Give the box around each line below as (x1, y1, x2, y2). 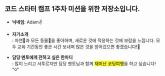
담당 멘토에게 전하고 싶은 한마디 (11, 54, 73, 60)
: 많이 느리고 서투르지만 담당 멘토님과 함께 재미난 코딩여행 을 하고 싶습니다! (11, 60, 156, 66)
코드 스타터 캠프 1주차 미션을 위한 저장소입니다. (4, 4, 140, 13)
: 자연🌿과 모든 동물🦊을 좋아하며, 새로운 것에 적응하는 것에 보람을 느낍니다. (11, 37, 155, 43)
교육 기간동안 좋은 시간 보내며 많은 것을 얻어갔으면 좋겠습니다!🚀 (17, 43, 140, 49)
